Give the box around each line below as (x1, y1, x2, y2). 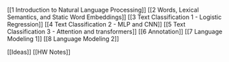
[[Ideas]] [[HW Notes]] (7, 48, 70, 56)
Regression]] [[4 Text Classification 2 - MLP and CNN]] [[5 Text (7, 20, 186, 28)
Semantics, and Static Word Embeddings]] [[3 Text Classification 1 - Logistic (7, 13, 222, 21)
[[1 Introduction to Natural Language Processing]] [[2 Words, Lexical (7, 6, 200, 14)
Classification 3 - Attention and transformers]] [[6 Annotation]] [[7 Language (7, 27, 223, 35)
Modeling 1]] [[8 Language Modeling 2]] (7, 35, 120, 43)
